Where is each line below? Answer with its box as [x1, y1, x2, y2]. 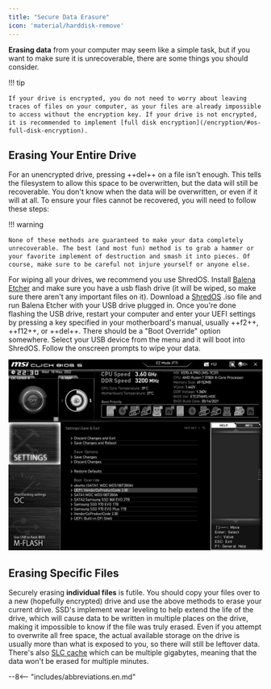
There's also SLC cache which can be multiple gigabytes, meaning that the [8, 648, 257, 657]
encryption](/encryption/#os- [160, 118, 262, 127]
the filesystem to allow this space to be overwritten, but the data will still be [8, 179, 259, 188]
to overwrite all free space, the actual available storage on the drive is [8, 631, 240, 641]
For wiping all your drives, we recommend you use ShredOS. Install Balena [8, 275, 256, 284]
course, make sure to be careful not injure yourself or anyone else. [8, 261, 251, 269]
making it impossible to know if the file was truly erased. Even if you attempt [8, 622, 262, 632]
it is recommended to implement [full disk [8, 118, 157, 127]
